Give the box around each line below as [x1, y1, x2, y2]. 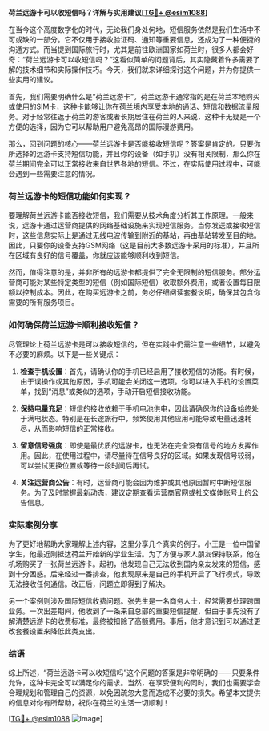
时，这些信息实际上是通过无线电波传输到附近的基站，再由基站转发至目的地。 [8, 231, 261, 240]
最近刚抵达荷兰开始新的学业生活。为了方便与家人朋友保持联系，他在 [35, 548, 261, 559]
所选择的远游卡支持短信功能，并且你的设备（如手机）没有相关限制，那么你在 [8, 149, 261, 159]
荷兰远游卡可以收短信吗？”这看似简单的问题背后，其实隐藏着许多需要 [25, 55, 254, 64]
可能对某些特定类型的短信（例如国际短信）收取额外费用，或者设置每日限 [22, 278, 261, 287]
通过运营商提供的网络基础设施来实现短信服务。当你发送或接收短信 [42, 220, 261, 231]
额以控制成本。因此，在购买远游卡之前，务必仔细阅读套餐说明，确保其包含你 [8, 287, 261, 297]
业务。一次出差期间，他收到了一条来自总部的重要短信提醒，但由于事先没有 [8, 606, 254, 616]
